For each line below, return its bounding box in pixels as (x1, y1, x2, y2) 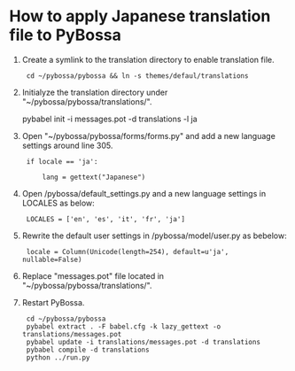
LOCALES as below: (21, 197, 95, 208)
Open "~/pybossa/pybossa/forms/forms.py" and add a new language (21, 130, 276, 141)
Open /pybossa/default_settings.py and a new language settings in (21, 188, 267, 198)
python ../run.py (26, 352, 90, 362)
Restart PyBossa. (21, 297, 85, 307)
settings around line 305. (21, 140, 113, 151)
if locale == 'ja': (26, 157, 98, 166)
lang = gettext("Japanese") (42, 173, 146, 182)
